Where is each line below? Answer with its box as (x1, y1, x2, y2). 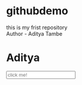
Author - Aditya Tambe (6, 30, 63, 37)
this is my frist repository (6, 24, 68, 31)
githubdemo (6, 4, 69, 18)
